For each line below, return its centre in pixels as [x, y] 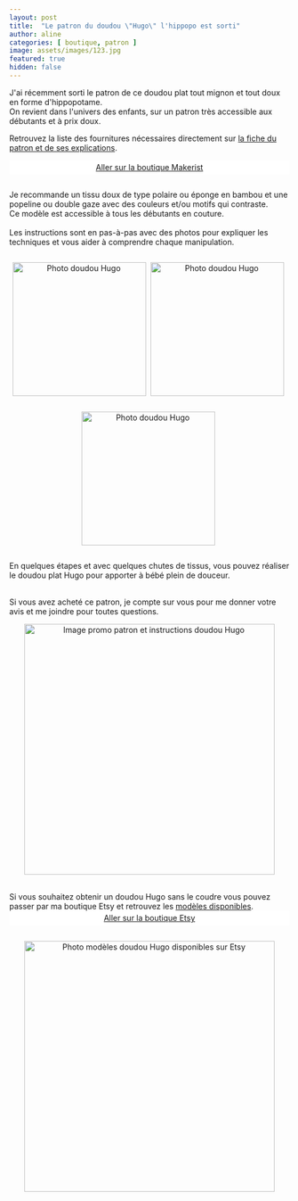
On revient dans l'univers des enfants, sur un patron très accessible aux [141, 111]
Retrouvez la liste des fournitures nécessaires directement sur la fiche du [143, 138]
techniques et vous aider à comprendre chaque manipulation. [122, 243]
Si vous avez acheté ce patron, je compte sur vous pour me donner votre [143, 602]
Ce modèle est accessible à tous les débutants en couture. [117, 214]
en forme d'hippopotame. [56, 102]
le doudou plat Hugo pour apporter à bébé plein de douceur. [120, 575]
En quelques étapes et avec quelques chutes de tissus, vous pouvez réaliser [149, 566]
